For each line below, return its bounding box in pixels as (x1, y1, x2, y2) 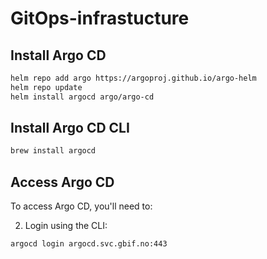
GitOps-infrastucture (10, 7, 190, 30)
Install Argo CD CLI (10, 120, 130, 137)
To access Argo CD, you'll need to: (10, 200, 153, 212)
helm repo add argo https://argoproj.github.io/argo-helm (10, 73, 257, 83)
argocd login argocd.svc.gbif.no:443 (10, 239, 168, 249)
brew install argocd (10, 146, 97, 156)
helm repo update (10, 82, 83, 92)
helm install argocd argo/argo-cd (10, 92, 155, 102)
